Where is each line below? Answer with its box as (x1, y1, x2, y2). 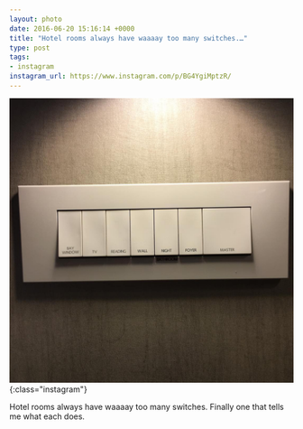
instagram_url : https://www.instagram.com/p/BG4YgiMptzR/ (9, 72, 232, 81)
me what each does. (9, 411, 86, 422)
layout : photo (9, 14, 63, 23)
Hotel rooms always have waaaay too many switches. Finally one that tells (9, 401, 284, 412)
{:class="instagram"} (9, 384, 87, 395)
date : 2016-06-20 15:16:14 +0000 (9, 23, 135, 33)
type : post (9, 43, 50, 52)
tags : (9, 52, 30, 62)
